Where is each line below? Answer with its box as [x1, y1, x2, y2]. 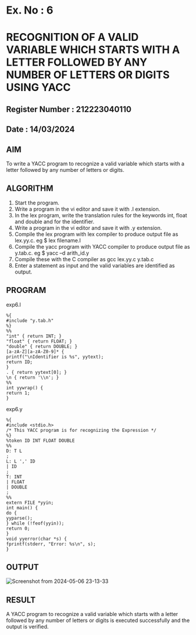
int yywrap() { [6, 385, 44, 390]
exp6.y [6, 405, 23, 412]
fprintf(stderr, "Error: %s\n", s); [6, 541, 96, 547]
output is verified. [6, 623, 49, 630]
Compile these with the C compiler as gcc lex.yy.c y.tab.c [14, 255, 154, 263]
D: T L [6, 448, 22, 454]
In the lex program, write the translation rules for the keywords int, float [14, 211, 187, 219]
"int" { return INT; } [6, 333, 62, 339]
